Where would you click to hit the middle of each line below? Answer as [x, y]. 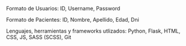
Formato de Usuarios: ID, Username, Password [63, 8]
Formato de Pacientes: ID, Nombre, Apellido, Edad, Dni [73, 20]
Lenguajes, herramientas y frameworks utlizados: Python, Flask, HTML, [93, 31]
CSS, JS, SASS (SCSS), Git [39, 37]
